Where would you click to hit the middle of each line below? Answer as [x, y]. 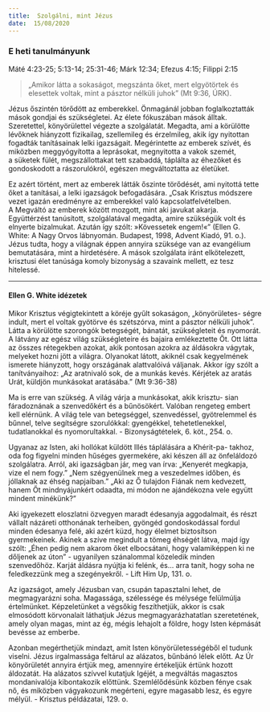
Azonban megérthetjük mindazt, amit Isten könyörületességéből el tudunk [131, 648]
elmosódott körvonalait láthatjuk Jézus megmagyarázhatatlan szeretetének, [134, 615]
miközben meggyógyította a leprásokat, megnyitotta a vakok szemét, [123, 151]
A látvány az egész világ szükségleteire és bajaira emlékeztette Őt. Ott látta [133, 339]
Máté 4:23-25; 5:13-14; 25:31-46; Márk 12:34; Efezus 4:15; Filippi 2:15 [123, 68]
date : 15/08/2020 [39, 23]
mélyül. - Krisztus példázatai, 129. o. [68, 699]
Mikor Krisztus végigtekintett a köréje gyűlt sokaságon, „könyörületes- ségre [135, 313]
